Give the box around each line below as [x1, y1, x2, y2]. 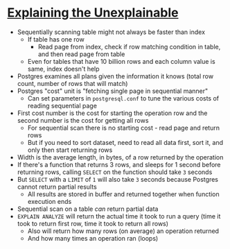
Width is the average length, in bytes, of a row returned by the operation [17, 153, 224, 161]
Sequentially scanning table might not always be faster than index [17, 28, 206, 36]
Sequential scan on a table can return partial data [17, 205, 159, 213]
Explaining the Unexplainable [7, 5, 179, 21]
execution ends [27, 197, 72, 205]
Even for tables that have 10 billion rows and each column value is [27, 57, 216, 65]
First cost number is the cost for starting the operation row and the [17, 109, 208, 117]
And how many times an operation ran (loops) [27, 234, 159, 242]
